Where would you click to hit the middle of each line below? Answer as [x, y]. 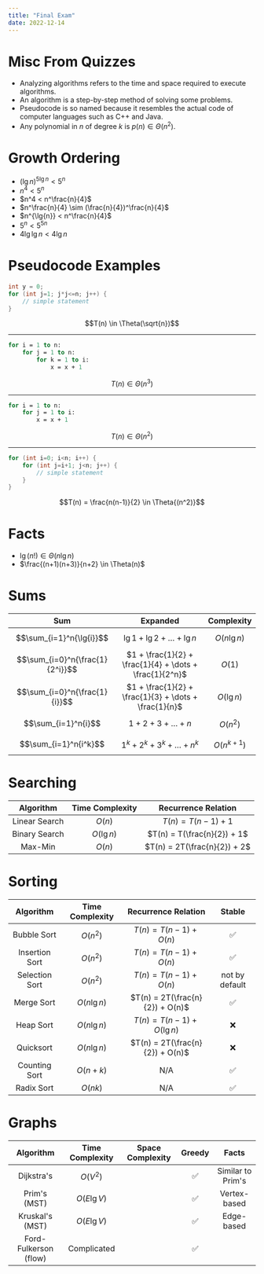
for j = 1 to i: [49, 413]
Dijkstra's [36, 1176]
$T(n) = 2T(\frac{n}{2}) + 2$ [198, 847]
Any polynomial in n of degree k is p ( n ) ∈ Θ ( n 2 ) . [97, 126]
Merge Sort [35, 1002]
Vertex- [235, 1193]
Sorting [33, 882]
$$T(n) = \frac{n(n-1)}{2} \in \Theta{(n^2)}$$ [132, 502]
